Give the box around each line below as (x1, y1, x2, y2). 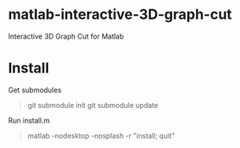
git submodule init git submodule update (27, 100, 159, 109)
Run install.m (8, 116, 50, 125)
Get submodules (8, 85, 61, 94)
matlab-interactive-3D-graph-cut (8, 6, 232, 24)
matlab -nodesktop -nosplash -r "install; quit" (27, 131, 175, 140)
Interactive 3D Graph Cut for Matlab (8, 31, 124, 41)
